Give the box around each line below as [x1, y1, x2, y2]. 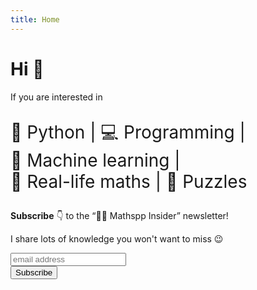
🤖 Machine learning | [10, 149, 181, 171]
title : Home [10, 14, 60, 25]
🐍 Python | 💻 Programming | [10, 121, 246, 143]
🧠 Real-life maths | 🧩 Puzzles [10, 170, 248, 193]
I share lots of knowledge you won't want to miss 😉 [10, 232, 224, 245]
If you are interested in [10, 91, 103, 103]
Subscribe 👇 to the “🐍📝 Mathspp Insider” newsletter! [10, 209, 229, 221]
